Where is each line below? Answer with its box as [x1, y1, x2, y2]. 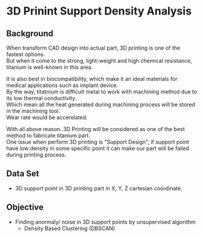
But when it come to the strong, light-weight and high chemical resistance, [6, 57, 193, 64]
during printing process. [6, 151, 67, 158]
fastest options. [6, 51, 45, 58]
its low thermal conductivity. [6, 95, 77, 101]
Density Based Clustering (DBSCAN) [24, 225, 115, 232]
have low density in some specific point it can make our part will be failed [6, 145, 190, 152]
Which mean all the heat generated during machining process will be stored [6, 101, 196, 108]
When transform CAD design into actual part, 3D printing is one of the [6, 44, 181, 51]
